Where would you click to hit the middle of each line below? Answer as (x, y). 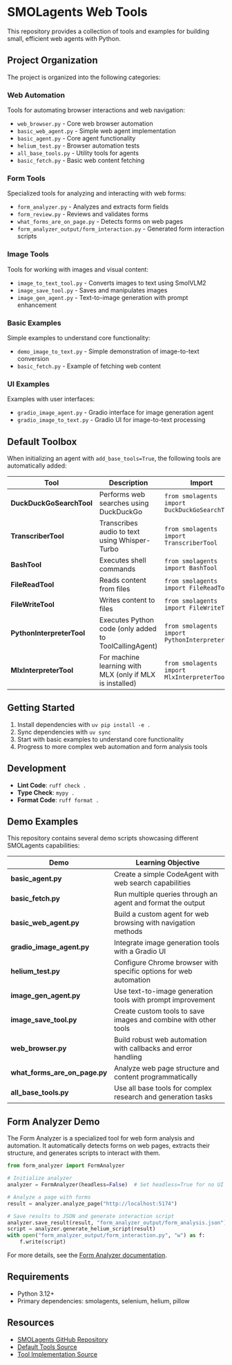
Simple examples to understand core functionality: (79, 337)
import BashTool (191, 568)
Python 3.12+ (36, 1294)
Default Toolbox (42, 442)
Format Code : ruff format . (58, 800)
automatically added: (37, 466)
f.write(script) (43, 1242)
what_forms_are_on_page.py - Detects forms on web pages (100, 222)
